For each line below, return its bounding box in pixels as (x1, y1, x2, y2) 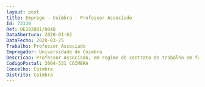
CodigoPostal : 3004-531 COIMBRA (6, 60, 88, 66)
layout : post (6, 9, 40, 15)
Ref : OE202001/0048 (6, 26, 56, 32)
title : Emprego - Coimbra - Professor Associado (6, 15, 132, 21)
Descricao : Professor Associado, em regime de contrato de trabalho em (6, 55, 192, 61)
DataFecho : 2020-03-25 (6, 37, 64, 43)
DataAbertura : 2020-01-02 (6, 32, 72, 38)
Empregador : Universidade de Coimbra (6, 49, 103, 55)
